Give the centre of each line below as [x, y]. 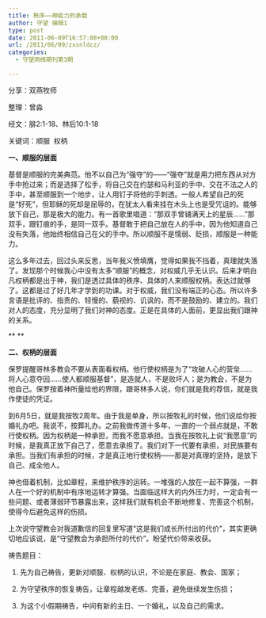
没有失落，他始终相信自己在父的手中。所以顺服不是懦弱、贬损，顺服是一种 [129, 234]
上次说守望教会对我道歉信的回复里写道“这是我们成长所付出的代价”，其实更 [129, 528]
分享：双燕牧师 [32, 90]
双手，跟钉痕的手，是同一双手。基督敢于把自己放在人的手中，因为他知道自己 [133, 223]
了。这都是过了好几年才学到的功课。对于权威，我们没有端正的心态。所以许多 [133, 290]
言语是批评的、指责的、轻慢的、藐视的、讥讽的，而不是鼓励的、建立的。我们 [133, 300]
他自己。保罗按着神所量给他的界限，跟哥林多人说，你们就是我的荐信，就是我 [133, 388]
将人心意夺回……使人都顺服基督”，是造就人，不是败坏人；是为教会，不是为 [130, 379]
